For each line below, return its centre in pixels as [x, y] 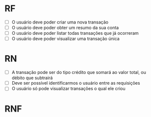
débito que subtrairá [32, 78]
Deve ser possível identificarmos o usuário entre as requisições [76, 83]
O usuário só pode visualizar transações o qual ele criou [68, 89]
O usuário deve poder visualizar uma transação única [65, 39]
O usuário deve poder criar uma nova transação [60, 22]
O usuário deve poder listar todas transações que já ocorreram [75, 33]
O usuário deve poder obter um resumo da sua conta [65, 28]
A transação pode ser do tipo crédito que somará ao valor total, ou [79, 72]
